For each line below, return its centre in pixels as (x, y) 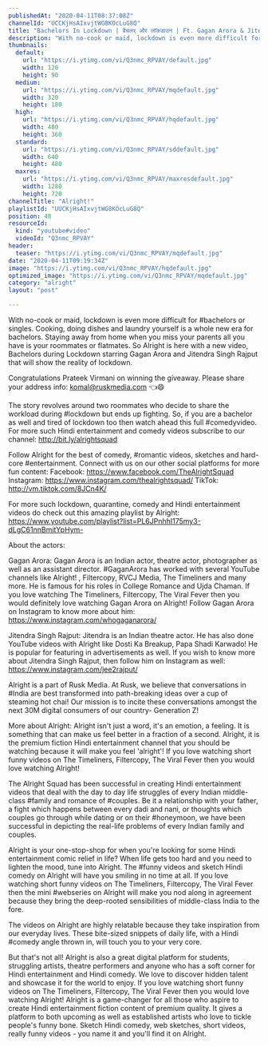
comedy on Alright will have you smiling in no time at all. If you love (118, 876)
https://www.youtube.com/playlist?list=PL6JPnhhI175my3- (104, 521)
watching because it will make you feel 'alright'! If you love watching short (130, 751)
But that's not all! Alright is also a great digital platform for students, (119, 957)
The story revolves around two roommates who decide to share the (119, 405)
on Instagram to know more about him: (72, 611)
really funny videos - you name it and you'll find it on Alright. (108, 1034)
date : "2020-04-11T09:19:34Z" (59, 260)
